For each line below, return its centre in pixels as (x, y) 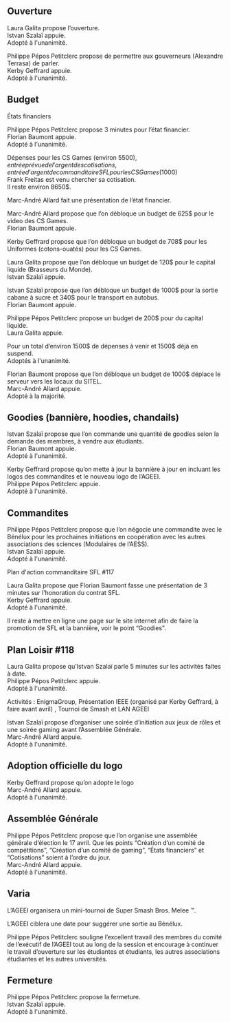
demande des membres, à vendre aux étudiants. (76, 441)
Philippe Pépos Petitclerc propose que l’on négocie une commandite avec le (115, 530)
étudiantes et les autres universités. (57, 959)
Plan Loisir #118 (41, 650)
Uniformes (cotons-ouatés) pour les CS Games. (74, 249)
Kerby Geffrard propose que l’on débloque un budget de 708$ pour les (107, 241)
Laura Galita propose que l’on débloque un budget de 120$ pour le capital (111, 262)
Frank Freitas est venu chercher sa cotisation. (72, 179)
